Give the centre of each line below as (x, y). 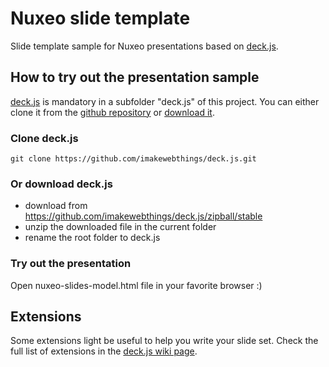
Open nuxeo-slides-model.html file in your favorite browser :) (136, 285)
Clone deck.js (44, 138)
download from (56, 206)
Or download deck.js (61, 184)
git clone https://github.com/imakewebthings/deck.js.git (133, 159)
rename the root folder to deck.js (92, 238)
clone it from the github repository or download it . (112, 112)
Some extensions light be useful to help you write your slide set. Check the (164, 341)
